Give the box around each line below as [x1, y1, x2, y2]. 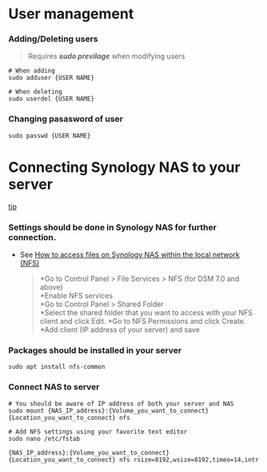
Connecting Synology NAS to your [8, 158, 241, 176]
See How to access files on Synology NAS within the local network [19, 250, 240, 260]
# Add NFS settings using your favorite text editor [8, 427, 188, 436]
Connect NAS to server [8, 382, 100, 393]
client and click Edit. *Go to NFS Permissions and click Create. [39, 317, 246, 326]
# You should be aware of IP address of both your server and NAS [8, 399, 234, 408]
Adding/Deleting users [8, 34, 98, 45]
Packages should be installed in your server [8, 345, 182, 356]
